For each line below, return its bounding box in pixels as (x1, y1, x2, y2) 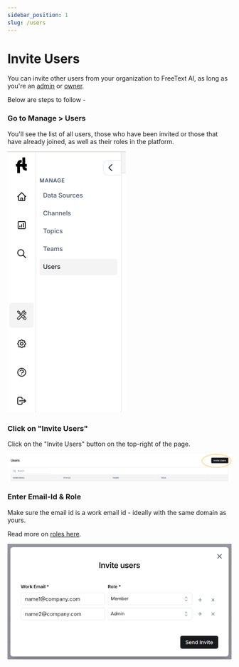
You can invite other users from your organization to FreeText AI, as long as (7, 74, 228, 83)
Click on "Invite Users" (7, 423, 88, 433)
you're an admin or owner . (7, 82, 85, 91)
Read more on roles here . (7, 529, 82, 538)
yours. (7, 516, 26, 524)
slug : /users (7, 19, 46, 26)
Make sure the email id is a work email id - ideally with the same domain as (7, 508, 227, 516)
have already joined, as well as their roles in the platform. (7, 137, 174, 146)
